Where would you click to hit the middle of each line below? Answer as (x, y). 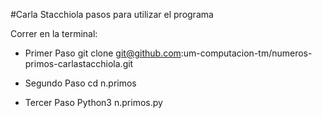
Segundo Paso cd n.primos (80, 83)
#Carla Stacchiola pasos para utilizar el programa (112, 14)
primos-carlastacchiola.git (79, 63)
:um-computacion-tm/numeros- (246, 53)
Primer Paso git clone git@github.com (103, 53)
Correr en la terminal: (54, 33)
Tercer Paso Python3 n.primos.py (93, 102)
